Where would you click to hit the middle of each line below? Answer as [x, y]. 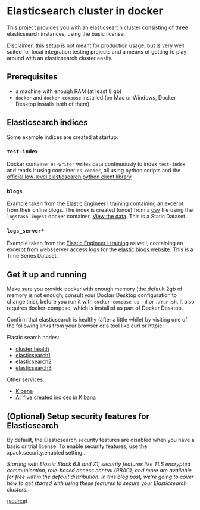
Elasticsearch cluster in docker [85, 11]
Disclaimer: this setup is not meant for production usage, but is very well [96, 45]
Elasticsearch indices [47, 123]
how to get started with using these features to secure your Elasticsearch [97, 483]
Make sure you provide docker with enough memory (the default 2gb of [95, 289]
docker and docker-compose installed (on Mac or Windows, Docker [96, 97]
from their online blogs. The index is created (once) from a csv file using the [100, 210]
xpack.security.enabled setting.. [46, 453]
